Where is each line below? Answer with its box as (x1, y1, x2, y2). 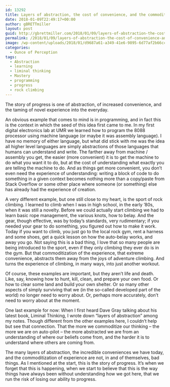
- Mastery (10, 73, 30, 78)
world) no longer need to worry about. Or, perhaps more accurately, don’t (5, 292, 158, 298)
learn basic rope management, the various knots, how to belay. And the (5, 212, 154, 218)
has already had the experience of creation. (5, 186, 96, 192)
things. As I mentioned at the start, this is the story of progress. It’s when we (5, 360, 164, 366)
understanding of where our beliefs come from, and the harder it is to (5, 334, 150, 340)
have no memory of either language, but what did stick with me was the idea (5, 138, 165, 144)
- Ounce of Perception (10, 50, 58, 55)
